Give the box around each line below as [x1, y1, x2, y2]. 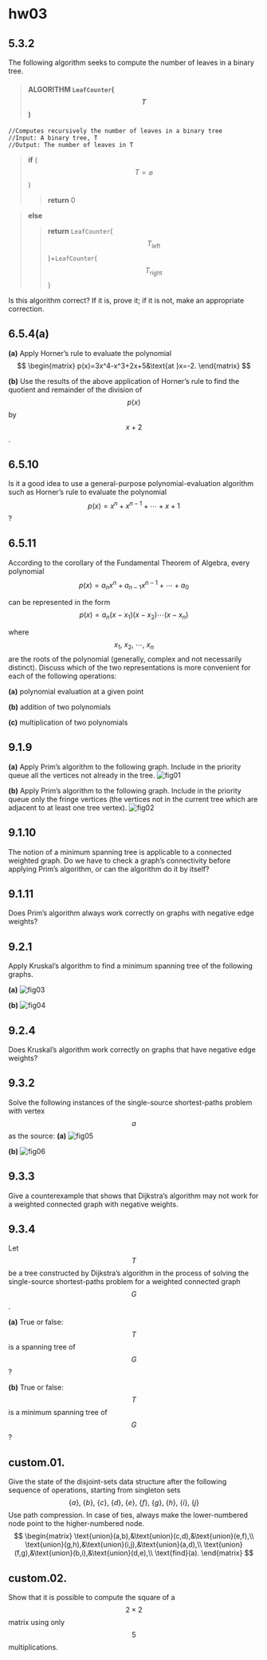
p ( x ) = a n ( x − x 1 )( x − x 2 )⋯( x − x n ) [79, 610, 189, 622]
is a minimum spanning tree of [8, 1408, 108, 1417]
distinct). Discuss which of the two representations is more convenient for [8, 662, 251, 672]
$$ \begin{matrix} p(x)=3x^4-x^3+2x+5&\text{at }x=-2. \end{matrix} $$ [17, 361, 251, 370]
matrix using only [8, 1618, 65, 1627]
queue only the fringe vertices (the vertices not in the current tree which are [8, 794, 258, 804]
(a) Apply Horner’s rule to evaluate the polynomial [8, 348, 172, 358]
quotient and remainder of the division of [8, 385, 143, 394]
